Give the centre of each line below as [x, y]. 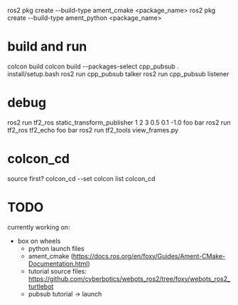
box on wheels [39, 241]
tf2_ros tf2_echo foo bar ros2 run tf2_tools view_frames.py [93, 130]
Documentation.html [58, 264]
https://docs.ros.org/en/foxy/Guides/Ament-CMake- [149, 256]
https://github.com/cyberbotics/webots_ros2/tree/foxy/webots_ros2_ [129, 279]
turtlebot [41, 286]
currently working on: [39, 227]
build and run [47, 47]
